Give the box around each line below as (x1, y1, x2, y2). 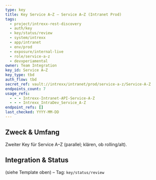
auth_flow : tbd (5, 77, 37, 82)
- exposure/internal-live (9, 49, 64, 54)
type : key (5, 7, 26, 12)
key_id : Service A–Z (5, 68, 48, 73)
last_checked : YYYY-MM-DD (5, 109, 59, 115)
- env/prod (9, 44, 32, 49)
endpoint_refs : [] (5, 105, 43, 110)
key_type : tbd (5, 72, 35, 77)
